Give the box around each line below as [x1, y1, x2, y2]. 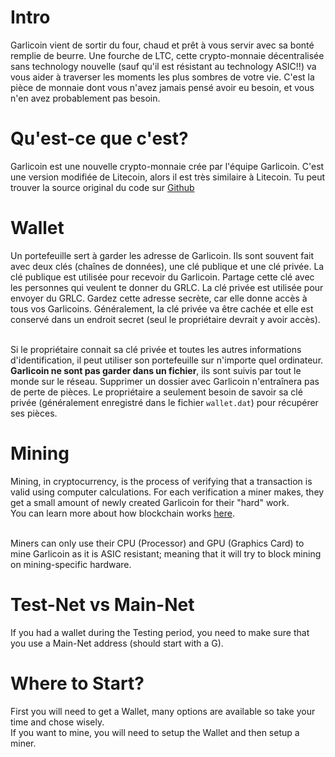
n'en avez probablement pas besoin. [10, 92, 161, 104]
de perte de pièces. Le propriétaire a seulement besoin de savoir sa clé [10, 386, 303, 398]
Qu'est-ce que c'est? [10, 127, 189, 150]
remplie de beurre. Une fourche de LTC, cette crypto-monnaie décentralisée [10, 49, 325, 61]
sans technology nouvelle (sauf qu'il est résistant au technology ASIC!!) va [10, 60, 317, 72]
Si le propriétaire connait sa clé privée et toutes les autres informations [10, 343, 302, 355]
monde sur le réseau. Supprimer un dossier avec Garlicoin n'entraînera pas [10, 375, 320, 387]
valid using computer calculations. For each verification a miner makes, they [10, 486, 325, 498]
